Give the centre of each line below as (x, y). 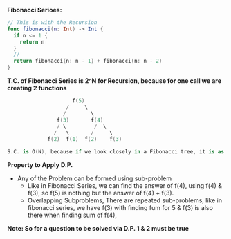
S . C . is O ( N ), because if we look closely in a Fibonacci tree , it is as (116, 152)
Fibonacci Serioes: (35, 10)
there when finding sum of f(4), (72, 215)
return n (32, 42)
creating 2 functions (37, 88)
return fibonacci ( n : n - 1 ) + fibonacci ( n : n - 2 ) (88, 61)
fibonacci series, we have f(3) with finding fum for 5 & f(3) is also (120, 208)
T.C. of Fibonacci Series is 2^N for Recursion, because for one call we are (114, 81)
